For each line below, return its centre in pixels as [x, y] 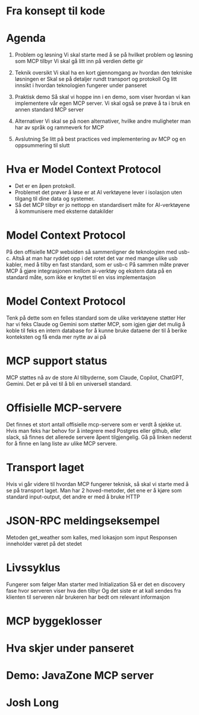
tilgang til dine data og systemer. [55, 199]
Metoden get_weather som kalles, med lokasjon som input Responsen [91, 537]
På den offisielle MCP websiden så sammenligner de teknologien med [91, 252]
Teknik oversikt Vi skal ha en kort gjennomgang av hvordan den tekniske [103, 73]
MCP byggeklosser [54, 621]
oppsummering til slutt [42, 146]
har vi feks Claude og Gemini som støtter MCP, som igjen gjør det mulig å [96, 324]
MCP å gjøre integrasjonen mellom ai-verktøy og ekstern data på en [89, 271]
